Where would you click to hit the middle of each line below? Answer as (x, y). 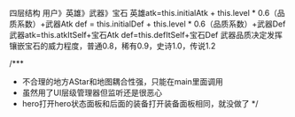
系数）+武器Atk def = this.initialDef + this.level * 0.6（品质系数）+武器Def (151, 24)
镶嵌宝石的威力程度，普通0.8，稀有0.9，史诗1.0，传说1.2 (113, 46)
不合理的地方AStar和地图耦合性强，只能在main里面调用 (123, 81)
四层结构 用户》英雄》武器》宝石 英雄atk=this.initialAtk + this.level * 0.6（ (143, 13)
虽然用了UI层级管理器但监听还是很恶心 (92, 92)
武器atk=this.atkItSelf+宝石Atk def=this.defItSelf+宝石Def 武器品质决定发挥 (146, 35)
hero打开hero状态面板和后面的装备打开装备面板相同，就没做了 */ (140, 103)
